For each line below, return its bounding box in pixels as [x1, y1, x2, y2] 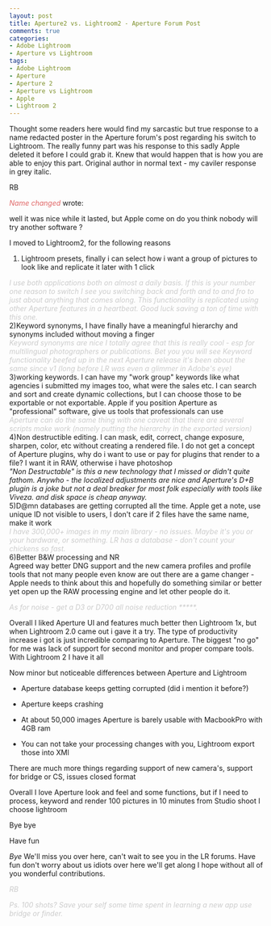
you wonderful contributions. [9, 869, 106, 878]
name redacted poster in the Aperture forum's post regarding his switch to [9, 132, 256, 142]
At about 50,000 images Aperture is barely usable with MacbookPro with [20, 715, 263, 725]
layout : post [9, 11, 53, 20]
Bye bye [9, 820, 36, 830]
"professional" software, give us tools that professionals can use [9, 407, 224, 417]
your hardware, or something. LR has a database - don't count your [9, 535, 236, 545]
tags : [9, 57, 27, 65]
